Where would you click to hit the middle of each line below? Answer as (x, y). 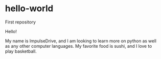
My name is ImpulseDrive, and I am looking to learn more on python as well (81, 41)
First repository (20, 22)
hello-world (29, 9)
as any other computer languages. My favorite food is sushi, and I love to (79, 46)
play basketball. (21, 51)
